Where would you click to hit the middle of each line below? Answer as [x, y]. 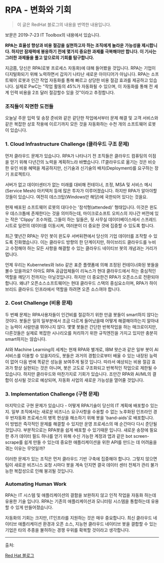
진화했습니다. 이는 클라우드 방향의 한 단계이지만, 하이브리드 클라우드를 [81, 242]
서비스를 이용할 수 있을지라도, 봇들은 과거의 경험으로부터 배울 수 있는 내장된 [77, 355]
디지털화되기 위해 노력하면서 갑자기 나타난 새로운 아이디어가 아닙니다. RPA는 [78, 74]
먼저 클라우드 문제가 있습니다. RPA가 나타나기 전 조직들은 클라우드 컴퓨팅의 [76, 156]
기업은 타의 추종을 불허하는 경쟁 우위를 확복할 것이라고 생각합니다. [68, 530]
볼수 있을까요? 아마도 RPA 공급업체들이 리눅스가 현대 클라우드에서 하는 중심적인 [81, 271]
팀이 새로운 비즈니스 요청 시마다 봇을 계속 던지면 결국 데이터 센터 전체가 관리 [77, 465]
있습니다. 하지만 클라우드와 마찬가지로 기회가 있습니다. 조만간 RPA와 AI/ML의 [78, 374]
